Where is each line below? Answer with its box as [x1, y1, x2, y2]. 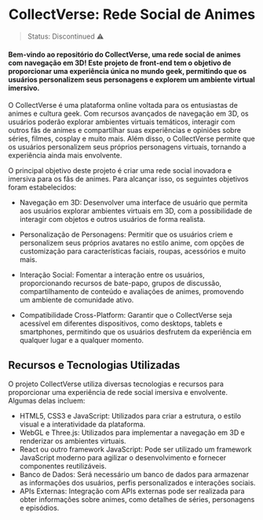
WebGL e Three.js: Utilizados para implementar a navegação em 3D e [19, 427, 245, 437]
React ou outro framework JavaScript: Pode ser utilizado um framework [19, 444, 252, 454]
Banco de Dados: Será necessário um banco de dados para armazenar [19, 470, 250, 479]
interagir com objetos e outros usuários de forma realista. [19, 215, 206, 224]
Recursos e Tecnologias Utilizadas [8, 358, 181, 371]
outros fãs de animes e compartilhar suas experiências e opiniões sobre [8, 126, 242, 135]
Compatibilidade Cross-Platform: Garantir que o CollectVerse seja [19, 311, 233, 320]
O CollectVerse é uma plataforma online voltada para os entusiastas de [8, 101, 238, 110]
